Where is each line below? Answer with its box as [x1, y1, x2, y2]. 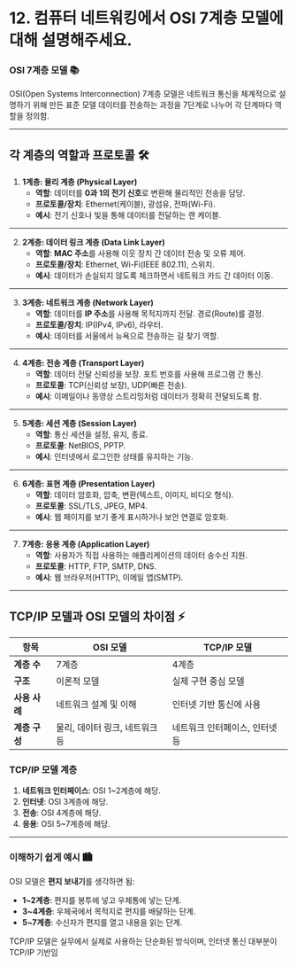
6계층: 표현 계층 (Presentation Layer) [21, 479, 156, 489]
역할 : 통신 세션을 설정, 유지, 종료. [34, 429, 148, 440]
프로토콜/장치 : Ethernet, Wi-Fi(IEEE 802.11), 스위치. [34, 259, 215, 270]
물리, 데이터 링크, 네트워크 [56, 721, 158, 734]
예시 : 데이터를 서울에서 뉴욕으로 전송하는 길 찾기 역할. [34, 331, 219, 341]
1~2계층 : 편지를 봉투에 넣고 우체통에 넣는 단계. [21, 894, 182, 905]
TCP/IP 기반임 [9, 947, 59, 957]
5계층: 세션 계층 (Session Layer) [21, 418, 137, 429]
